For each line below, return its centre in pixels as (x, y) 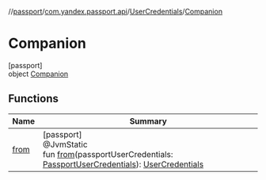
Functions (34, 99)
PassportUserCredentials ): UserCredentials (123, 164)
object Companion (38, 74)
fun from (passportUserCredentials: (108, 154)
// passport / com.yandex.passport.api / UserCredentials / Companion (116, 11)
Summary (148, 121)
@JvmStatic (65, 144)
